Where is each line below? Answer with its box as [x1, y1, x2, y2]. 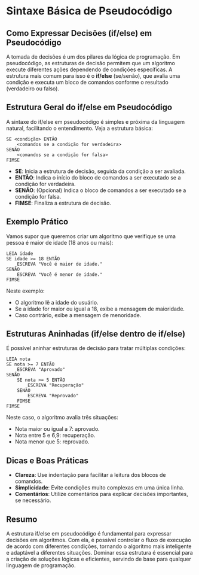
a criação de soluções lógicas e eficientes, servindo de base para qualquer [6, 555, 191, 563]
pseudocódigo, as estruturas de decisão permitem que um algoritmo [6, 60, 175, 66]
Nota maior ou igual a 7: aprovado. [14, 425, 100, 433]
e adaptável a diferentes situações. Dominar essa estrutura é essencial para [6, 549, 193, 556]
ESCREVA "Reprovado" [27, 393, 79, 399]
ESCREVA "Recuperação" [27, 382, 84, 388]
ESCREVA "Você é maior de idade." [17, 261, 103, 267]
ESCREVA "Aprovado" [17, 367, 66, 373]
